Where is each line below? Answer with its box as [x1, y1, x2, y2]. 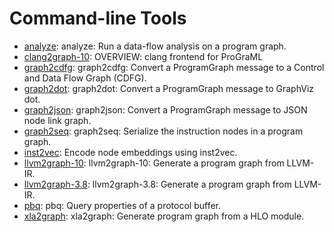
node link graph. [23, 114, 92, 126]
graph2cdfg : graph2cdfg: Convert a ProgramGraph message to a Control [23, 61, 325, 73]
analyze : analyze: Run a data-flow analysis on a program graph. [23, 40, 287, 52]
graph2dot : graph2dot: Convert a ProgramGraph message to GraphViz [23, 82, 315, 94]
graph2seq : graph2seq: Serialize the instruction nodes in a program [23, 125, 304, 137]
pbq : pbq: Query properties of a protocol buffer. [23, 199, 222, 211]
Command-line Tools [9, 7, 187, 30]
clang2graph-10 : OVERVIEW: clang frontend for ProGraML [23, 50, 264, 62]
